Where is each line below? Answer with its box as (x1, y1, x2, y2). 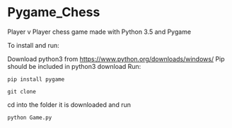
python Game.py (7, 114, 52, 121)
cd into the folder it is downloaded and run (7, 100, 131, 109)
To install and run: (7, 41, 60, 49)
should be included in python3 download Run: (7, 62, 141, 70)
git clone (7, 88, 37, 95)
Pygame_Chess (7, 4, 100, 20)
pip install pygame (7, 75, 65, 83)
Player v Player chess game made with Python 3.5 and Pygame (7, 27, 192, 36)
